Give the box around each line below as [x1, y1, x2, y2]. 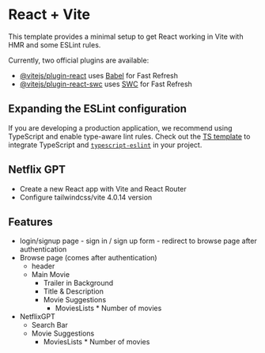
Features [8, 215, 53, 229]
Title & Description [43, 287, 104, 296]
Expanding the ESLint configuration [8, 102, 187, 116]
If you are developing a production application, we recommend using [8, 123, 233, 132]
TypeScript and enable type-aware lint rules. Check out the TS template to [8, 131, 251, 141]
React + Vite [8, 6, 91, 24]
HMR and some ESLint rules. [8, 40, 101, 49]
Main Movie [31, 270, 70, 279]
